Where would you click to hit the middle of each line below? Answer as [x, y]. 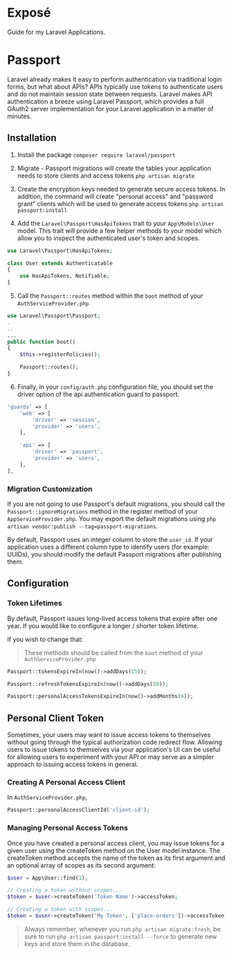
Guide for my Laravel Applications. [56, 32]
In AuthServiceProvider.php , [47, 797]
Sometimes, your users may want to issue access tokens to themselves [109, 735]
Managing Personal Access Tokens [68, 828]
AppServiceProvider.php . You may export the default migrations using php [112, 518]
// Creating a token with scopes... [60, 910]
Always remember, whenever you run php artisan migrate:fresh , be [122, 929]
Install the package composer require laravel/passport [96, 155]
